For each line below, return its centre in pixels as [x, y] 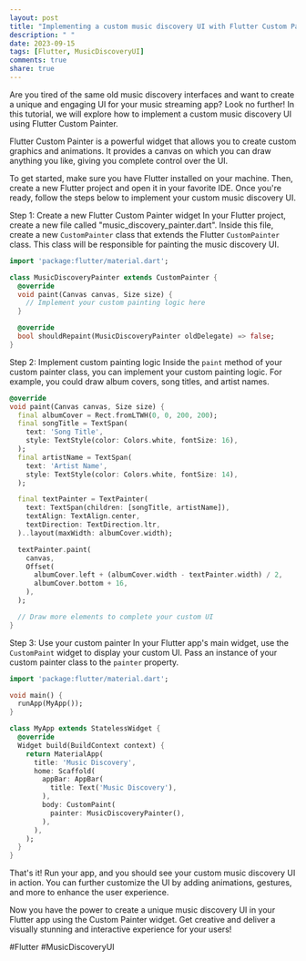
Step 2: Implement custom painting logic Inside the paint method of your [146, 362]
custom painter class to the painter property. [94, 662]
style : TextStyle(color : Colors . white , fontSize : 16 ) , [132, 441]
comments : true [38, 60]
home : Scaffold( [64, 771]
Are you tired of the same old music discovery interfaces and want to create [152, 94]
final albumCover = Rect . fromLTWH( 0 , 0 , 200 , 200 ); [118, 415]
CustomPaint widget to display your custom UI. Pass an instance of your [143, 652]
